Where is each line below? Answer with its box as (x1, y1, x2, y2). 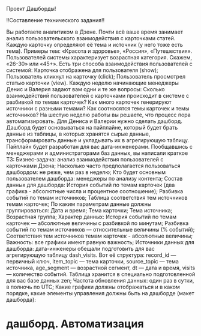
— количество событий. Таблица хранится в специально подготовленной (6, 271, 196, 278)
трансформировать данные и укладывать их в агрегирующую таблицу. (6, 137, 190, 143)
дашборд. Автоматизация (6, 317, 144, 331)
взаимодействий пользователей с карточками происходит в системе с (6, 92, 190, 99)
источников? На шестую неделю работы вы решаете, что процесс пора (6, 111, 191, 118)
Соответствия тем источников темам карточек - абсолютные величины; (6, 232, 193, 239)
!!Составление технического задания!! (6, 17, 105, 23)
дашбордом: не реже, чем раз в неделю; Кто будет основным (6, 169, 166, 176)
